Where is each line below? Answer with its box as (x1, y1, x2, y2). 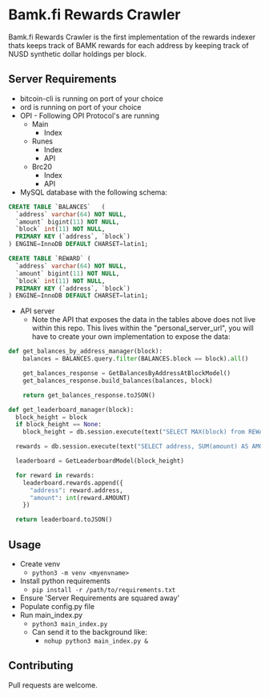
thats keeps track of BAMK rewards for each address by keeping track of (8, 40, 250, 50)
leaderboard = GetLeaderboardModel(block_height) (15, 457, 184, 465)
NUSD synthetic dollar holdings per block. (8, 49, 147, 59)
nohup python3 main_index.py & (43, 637, 148, 645)
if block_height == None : (15, 421, 102, 429)
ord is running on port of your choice (19, 102, 142, 111)
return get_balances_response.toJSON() (22, 391, 156, 399)
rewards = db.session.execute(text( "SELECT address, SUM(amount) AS (15, 442, 249, 450)
